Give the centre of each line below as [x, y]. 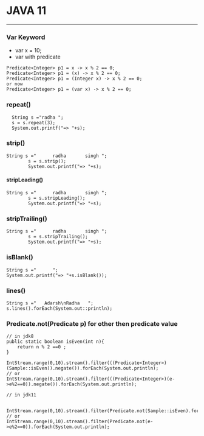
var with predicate [38, 57]
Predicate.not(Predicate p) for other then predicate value [92, 323]
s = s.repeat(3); [34, 122]
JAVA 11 [26, 11]
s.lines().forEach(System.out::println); [59, 308]
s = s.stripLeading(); [57, 199]
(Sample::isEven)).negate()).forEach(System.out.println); [83, 368]
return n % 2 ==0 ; [42, 347]
